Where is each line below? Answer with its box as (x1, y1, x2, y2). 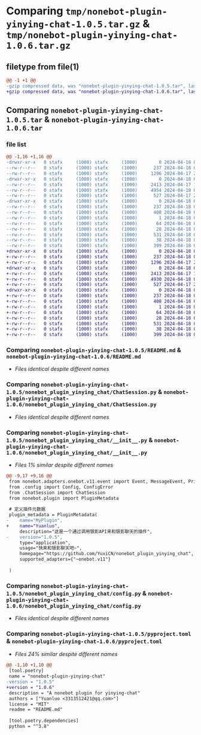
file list (6, 140, 27, 148)
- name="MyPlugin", (6, 517, 63, 524)
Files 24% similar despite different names (14, 651, 118, 658)
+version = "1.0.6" (6, 684, 55, 690)
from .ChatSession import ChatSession (8, 489, 106, 496)
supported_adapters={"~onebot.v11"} (19, 556, 111, 563)
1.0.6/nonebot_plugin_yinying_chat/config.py (6, 602, 142, 609)
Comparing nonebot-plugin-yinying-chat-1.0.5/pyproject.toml (6, 630, 191, 638)
